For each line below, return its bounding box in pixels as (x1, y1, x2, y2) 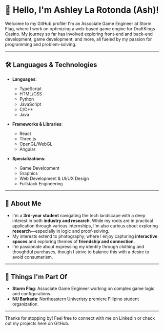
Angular (19, 146, 36, 152)
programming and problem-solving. (5, 41, 77, 47)
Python (19, 96, 34, 102)
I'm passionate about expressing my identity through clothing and (12, 243, 144, 249)
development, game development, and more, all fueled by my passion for (5, 36, 152, 42)
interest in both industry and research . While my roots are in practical (12, 218, 153, 223)
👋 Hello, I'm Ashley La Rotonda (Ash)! (5, 4, 159, 16)
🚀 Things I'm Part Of (5, 272, 67, 281)
